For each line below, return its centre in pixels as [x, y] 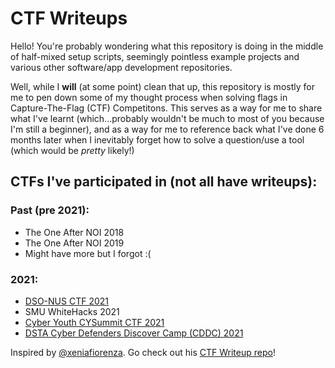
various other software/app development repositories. [121, 67]
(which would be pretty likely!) [72, 150]
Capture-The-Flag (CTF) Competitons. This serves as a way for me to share [166, 108]
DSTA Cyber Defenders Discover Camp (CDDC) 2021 [134, 333]
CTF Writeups [69, 18]
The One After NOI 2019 [74, 243]
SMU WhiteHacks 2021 [72, 311]
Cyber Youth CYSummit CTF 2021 [94, 322]
